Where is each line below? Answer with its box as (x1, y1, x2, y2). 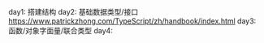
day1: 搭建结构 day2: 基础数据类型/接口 (8, 7, 139, 16)
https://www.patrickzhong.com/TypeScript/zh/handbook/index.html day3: (8, 16, 257, 26)
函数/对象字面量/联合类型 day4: (8, 26, 114, 35)
